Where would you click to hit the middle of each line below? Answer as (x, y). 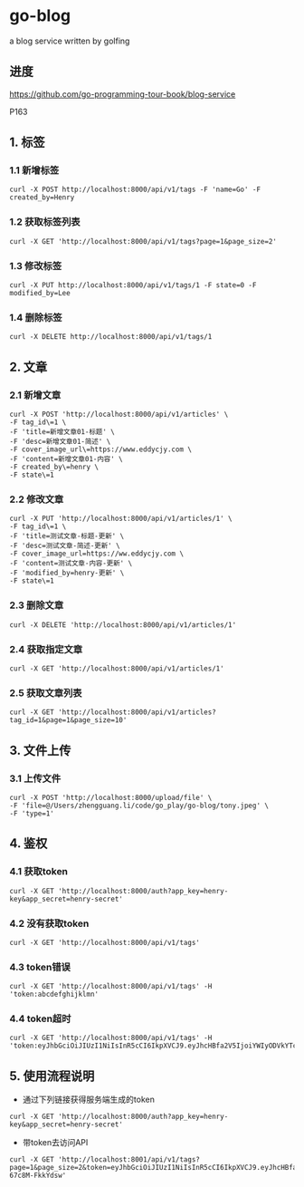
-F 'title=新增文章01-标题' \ (62, 432)
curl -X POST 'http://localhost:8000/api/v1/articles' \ (119, 415)
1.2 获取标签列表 (45, 222)
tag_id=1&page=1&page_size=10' (68, 720)
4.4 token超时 (40, 1018)
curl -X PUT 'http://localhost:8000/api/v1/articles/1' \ (121, 519)
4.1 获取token (39, 872)
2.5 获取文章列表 (46, 692)
